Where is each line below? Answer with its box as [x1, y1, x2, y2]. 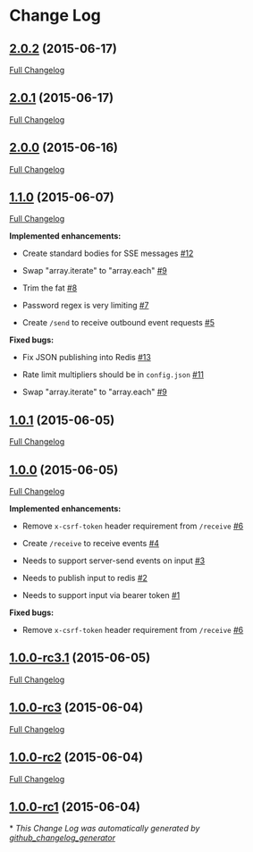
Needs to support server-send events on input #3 [21, 555, 206, 566]
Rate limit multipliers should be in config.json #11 [21, 369, 204, 380]
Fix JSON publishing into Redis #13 [21, 352, 152, 363]
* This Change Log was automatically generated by [9, 823, 200, 834]
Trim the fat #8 [21, 283, 78, 293]
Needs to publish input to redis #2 [21, 573, 148, 584]
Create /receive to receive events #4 [21, 538, 159, 549]
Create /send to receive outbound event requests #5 [21, 317, 215, 328]
